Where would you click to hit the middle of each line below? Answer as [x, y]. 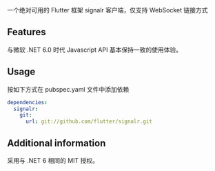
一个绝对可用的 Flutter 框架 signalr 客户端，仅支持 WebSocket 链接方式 [107, 10]
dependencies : [28, 102]
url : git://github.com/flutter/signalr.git [89, 122]
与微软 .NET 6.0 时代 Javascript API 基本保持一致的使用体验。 [95, 50]
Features [27, 32]
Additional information [57, 143]
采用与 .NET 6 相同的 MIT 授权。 [53, 160]
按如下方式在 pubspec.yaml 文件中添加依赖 [68, 89]
